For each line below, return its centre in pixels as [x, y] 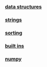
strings [14, 19]
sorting [14, 33]
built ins [15, 46]
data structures [23, 7]
